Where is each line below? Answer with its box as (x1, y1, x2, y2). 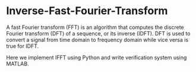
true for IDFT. (6, 42, 39, 50)
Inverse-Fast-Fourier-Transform (6, 4, 168, 18)
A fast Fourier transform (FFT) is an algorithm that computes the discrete (6, 24, 184, 31)
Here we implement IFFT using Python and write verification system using (6, 54, 187, 61)
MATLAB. (6, 60, 29, 67)
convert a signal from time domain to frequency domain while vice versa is (6, 36, 189, 43)
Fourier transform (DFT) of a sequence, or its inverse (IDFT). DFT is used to (6, 30, 191, 37)
